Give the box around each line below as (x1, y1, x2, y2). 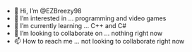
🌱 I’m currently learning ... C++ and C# (13, 22, 127, 30)
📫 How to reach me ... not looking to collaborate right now (13, 37, 185, 45)
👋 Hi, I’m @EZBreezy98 (13, 7, 83, 15)
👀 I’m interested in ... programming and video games (13, 14, 167, 22)
